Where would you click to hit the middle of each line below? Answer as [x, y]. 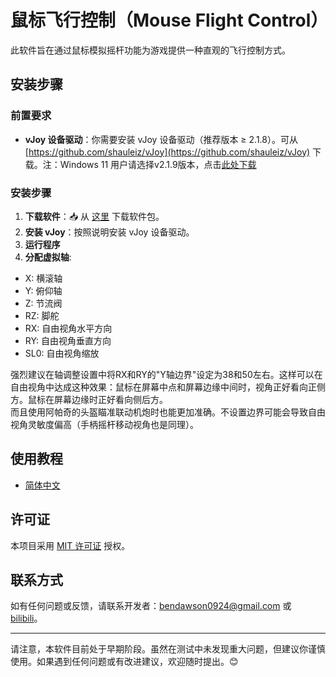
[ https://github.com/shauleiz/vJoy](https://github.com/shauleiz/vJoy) [167, 152]
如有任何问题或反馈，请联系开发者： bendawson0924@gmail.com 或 [151, 606]
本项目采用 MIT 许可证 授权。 [70, 545]
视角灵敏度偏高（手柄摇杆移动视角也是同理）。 [104, 424]
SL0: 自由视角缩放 [62, 353]
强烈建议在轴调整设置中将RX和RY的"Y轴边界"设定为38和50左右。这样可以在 [166, 374]
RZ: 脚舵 [42, 315]
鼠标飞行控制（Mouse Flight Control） [169, 20]
